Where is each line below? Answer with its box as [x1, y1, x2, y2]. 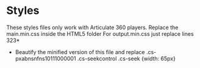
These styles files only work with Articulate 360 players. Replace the [6, 24, 179, 31]
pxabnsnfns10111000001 [15, 55, 76, 62]
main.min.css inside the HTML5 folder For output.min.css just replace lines [6, 30, 194, 37]
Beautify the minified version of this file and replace [15, 48, 145, 55]
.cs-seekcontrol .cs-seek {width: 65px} [77, 55, 176, 62]
